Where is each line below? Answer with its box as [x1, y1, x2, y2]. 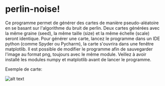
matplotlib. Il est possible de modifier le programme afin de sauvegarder [5, 46, 153, 52]
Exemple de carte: [5, 66, 43, 72]
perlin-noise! [5, 3, 60, 15]
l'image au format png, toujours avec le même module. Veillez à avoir [5, 51, 147, 57]
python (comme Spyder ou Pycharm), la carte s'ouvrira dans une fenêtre [5, 41, 154, 46]
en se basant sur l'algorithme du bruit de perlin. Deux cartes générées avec [5, 25, 160, 31]
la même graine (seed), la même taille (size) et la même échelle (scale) [5, 30, 150, 36]
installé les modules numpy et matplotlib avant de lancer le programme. [5, 56, 152, 62]
